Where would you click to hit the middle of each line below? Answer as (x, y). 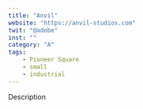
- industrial (44, 74)
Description (27, 96)
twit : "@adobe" (33, 30)
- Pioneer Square (51, 60)
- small (35, 67)
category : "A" (32, 45)
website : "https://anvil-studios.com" (72, 23)
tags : (17, 52)
